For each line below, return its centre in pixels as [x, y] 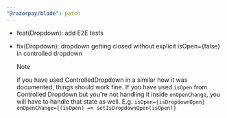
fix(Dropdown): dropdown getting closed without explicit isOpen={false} [118, 46]
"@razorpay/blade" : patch [43, 13]
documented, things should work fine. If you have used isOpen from [112, 87]
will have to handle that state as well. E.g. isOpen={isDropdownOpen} [110, 101]
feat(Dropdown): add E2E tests [60, 33]
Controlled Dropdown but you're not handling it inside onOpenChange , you [118, 94]
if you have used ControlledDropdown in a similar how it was [102, 80]
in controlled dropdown [49, 53]
